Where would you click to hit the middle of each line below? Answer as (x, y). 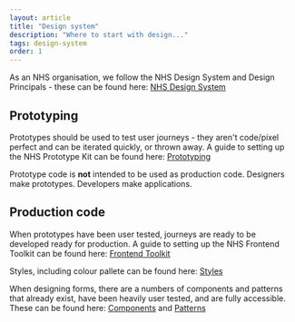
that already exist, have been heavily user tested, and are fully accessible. (147, 298)
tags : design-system (49, 43)
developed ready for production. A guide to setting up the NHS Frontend (144, 244)
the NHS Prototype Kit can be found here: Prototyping (110, 156)
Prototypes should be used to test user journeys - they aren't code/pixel (144, 137)
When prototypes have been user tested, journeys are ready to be (133, 234)
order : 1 (26, 52)
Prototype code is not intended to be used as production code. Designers (147, 174)
